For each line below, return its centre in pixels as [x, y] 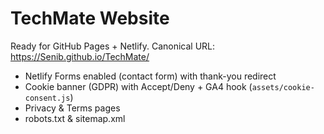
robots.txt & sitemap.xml [75, 118]
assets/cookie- [283, 87]
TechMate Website [90, 18]
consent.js [47, 98]
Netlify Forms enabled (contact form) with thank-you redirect [150, 76]
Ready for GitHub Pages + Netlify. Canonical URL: [113, 46]
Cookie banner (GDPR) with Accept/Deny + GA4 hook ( [138, 86]
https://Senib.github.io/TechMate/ [80, 56]
